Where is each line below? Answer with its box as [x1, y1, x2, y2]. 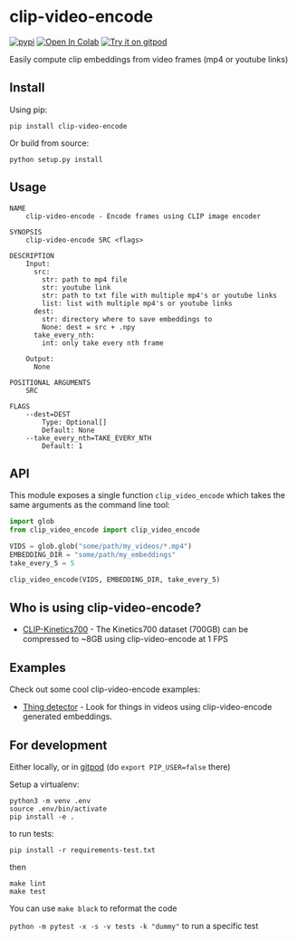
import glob [9, 517, 54, 526]
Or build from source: [9, 138, 90, 149]
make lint [9, 879, 47, 888]
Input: [25, 259, 51, 268]
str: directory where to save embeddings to [42, 314, 213, 323]
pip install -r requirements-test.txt [9, 846, 156, 855]
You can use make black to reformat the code [9, 903, 177, 914]
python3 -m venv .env [9, 797, 91, 806]
